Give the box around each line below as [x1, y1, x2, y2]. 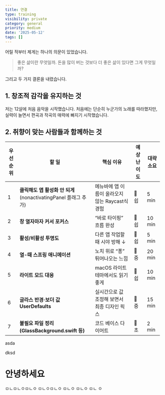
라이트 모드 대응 [19, 272, 54, 279]
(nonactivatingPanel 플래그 [19, 194, 81, 201]
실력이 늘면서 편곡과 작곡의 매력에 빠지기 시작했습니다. [5, 112, 109, 118]
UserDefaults [19, 303, 52, 310]
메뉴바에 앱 [95, 183, 119, 190]
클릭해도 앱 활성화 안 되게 [19, 186, 75, 193]
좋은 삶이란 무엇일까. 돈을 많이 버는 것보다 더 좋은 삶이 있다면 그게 [17, 59, 143, 65]
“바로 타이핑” [95, 214, 124, 221]
